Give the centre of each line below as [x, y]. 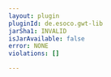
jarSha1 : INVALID [38, 31]
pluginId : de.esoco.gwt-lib [56, 24]
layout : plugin [34, 16]
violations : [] [34, 53]
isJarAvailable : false [47, 38]
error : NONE [28, 46]
